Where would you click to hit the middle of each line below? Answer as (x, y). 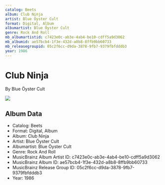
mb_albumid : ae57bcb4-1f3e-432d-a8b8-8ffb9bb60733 (58, 42)
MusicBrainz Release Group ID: (44, 168)
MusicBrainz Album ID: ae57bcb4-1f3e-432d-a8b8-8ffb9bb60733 (80, 162)
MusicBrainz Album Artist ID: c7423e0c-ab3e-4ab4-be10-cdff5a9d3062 (86, 157)
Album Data (24, 114)
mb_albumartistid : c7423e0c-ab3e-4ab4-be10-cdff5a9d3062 (65, 37)
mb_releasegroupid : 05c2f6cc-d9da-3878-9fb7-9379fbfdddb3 (66, 46)
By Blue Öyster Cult (25, 89)
